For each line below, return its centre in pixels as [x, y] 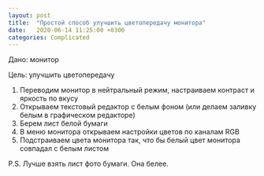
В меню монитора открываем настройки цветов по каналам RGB [130, 132]
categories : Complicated [49, 37]
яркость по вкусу [49, 98]
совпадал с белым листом [64, 148]
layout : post [30, 15]
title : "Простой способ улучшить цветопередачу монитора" [107, 23]
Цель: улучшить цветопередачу [61, 75]
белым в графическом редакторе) [77, 115]
